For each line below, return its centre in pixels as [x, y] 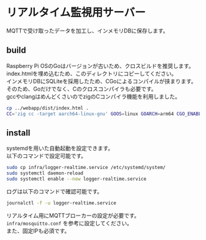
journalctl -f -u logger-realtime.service [61, 203]
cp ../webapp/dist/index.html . [48, 108]
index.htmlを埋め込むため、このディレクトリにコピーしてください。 [92, 73]
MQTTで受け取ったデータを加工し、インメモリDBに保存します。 [87, 31]
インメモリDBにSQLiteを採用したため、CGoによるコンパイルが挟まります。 [101, 81]
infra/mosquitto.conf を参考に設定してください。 [70, 223]
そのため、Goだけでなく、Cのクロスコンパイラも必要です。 [82, 89]
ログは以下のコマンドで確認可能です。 [55, 191]
